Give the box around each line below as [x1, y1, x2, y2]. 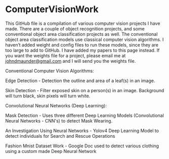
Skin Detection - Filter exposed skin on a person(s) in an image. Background [5, 87, 164, 93]
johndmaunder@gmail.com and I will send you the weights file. [5, 58, 136, 64]
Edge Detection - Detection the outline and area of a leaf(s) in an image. [5, 77, 155, 84]
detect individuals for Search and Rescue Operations [5, 133, 115, 139]
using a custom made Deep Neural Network [5, 148, 97, 154]
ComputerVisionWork [5, 4, 99, 15]
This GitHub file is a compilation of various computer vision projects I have [5, 20, 160, 26]
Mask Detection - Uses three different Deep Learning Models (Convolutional [5, 112, 164, 118]
